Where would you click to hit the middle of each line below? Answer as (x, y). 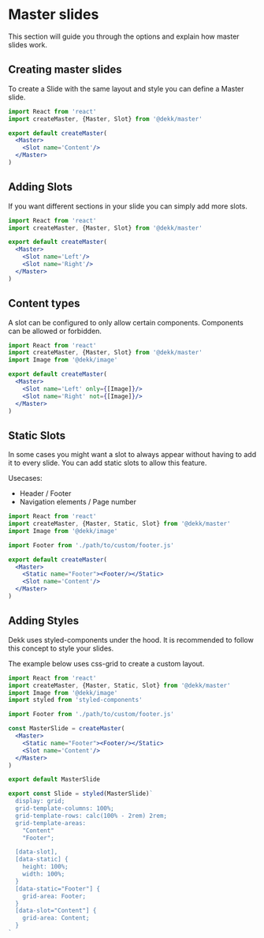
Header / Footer (45, 493)
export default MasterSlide (54, 779)
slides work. (28, 44)
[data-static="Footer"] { (58, 889)
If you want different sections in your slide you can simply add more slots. (128, 206)
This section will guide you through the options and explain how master (124, 36)
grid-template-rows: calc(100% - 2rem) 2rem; (91, 816)
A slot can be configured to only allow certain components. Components (126, 322)
